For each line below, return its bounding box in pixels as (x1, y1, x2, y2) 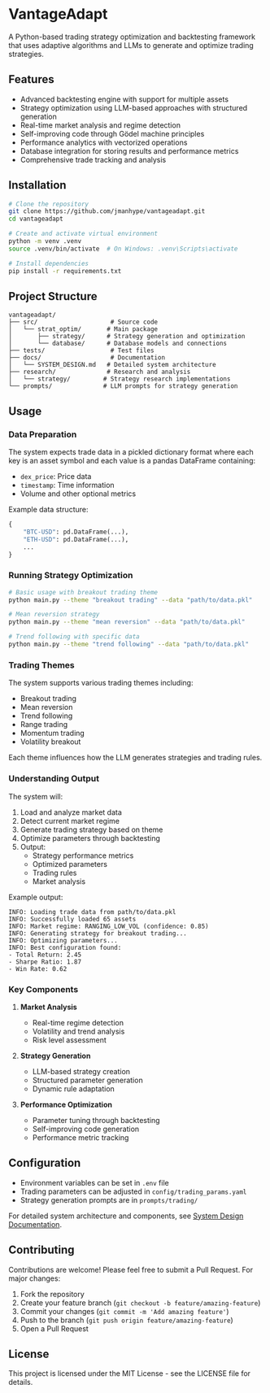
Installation (8, 178, 67, 192)
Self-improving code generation (32, 1124, 140, 1134)
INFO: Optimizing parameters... (8, 936, 118, 944)
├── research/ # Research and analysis (8, 368, 191, 377)
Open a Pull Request (20, 1323, 89, 1334)
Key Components (8, 983, 79, 995)
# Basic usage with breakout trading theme (8, 588, 159, 596)
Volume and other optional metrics (20, 489, 137, 498)
